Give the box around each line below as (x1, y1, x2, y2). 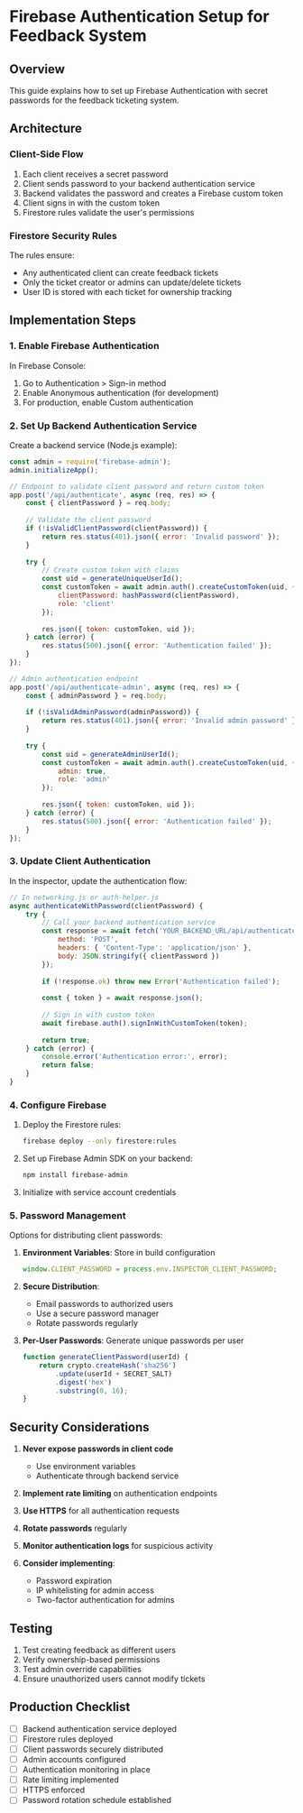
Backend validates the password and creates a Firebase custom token (22, 188, 284, 198)
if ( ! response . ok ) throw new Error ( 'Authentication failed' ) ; (41, 977, 280, 986)
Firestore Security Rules (9, 229, 117, 242)
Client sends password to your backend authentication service (22, 178, 255, 189)
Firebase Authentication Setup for (9, 6, 270, 27)
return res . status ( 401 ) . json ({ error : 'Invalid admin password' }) (41, 716, 300, 725)
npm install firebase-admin (22, 1171, 128, 1180)
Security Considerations (9, 1419, 151, 1435)
